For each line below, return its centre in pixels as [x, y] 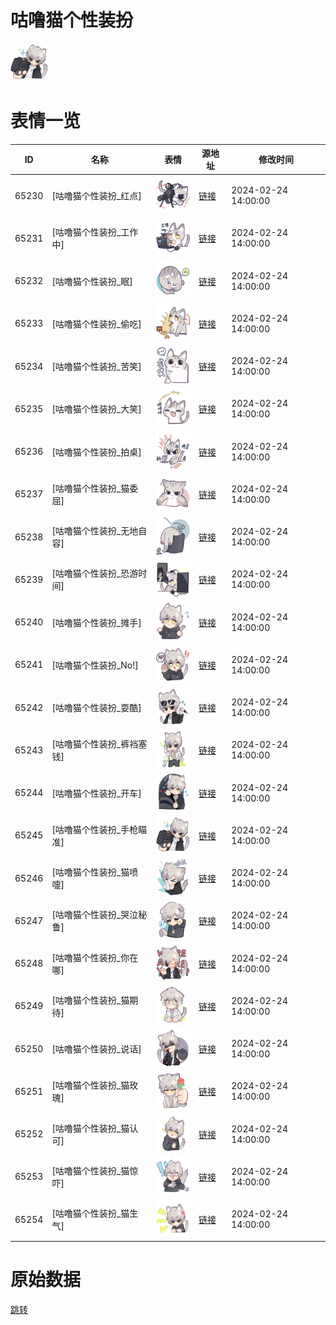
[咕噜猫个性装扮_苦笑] [96, 367]
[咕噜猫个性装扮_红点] [96, 196]
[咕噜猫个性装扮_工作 [95, 232]
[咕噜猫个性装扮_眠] [92, 281]
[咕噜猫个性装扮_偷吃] [96, 323]
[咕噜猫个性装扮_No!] [95, 665]
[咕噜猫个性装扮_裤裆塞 [99, 744]
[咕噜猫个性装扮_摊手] [96, 622]
